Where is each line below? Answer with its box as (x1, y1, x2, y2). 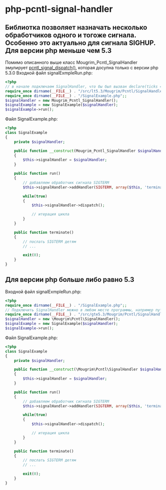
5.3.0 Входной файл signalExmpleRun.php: (5, 70, 93, 76)
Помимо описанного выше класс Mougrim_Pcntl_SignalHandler (5, 59, 137, 65)
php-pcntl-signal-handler (5, 3, 113, 15)
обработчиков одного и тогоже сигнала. (5, 31, 137, 39)
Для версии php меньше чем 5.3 (5, 46, 112, 55)
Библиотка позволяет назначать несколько (5, 23, 147, 32)
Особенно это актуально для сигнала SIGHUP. (5, 39, 156, 47)
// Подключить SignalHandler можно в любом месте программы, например (5, 308, 154, 312)
